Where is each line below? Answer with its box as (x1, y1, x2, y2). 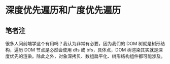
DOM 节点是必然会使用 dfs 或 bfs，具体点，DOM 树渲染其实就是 (24, 47, 159, 53)
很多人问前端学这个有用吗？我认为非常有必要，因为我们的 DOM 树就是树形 (5, 41, 161, 46)
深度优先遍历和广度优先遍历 (5, 5, 121, 16)
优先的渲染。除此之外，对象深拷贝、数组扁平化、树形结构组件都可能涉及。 (9, 53, 165, 59)
